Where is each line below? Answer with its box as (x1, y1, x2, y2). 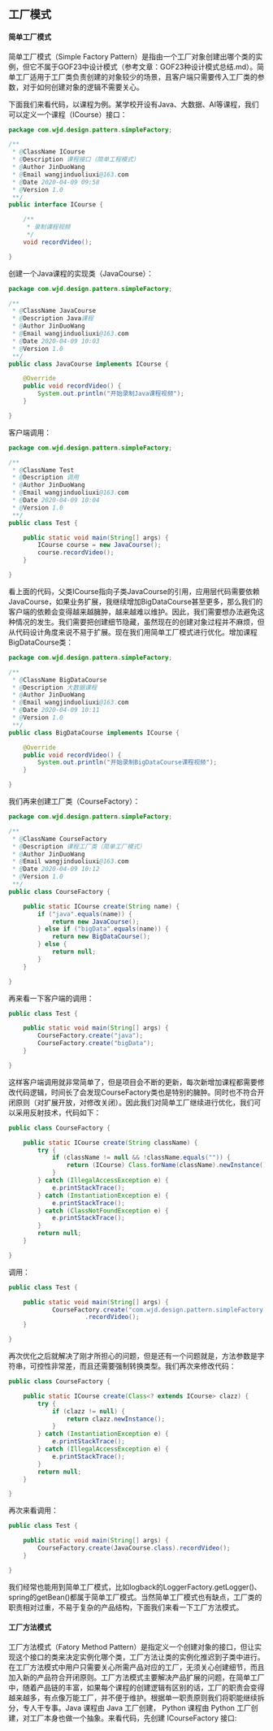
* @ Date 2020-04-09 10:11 (11, 706, 100, 714)
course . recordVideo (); (37, 549, 115, 557)
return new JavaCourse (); (51, 918, 140, 926)
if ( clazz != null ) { (51, 1407, 126, 1416)
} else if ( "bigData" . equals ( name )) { (37, 925, 169, 933)
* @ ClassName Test (11, 466, 75, 474)
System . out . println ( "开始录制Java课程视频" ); (37, 389, 184, 398)
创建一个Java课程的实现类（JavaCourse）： (8, 268, 154, 278)
